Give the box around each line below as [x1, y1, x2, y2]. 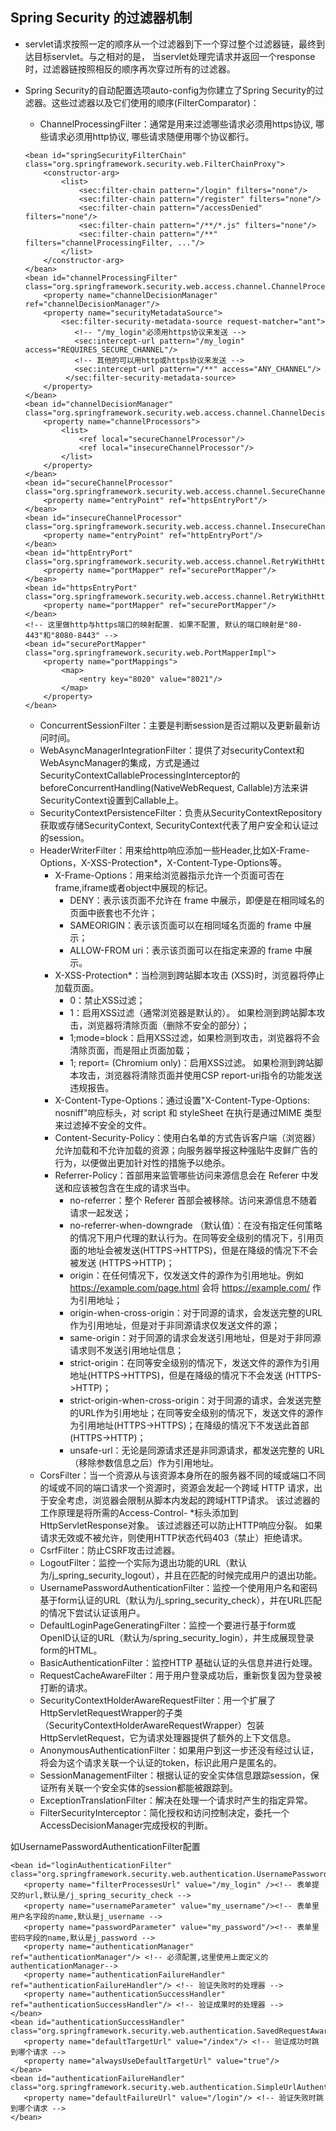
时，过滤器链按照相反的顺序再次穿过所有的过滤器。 [24, 63, 236, 75]
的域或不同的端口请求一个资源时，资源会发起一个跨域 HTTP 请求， [39, 1481, 314, 1493]
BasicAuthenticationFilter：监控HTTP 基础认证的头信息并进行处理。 [39, 1656, 318, 1668]
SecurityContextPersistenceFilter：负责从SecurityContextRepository [39, 806, 323, 818]
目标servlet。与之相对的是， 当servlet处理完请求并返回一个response [33, 50, 316, 62]
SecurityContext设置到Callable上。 [39, 794, 185, 806]
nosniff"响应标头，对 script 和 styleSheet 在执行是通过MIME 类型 [54, 1106, 322, 1118]
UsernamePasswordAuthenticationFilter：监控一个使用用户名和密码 [39, 1581, 318, 1593]
